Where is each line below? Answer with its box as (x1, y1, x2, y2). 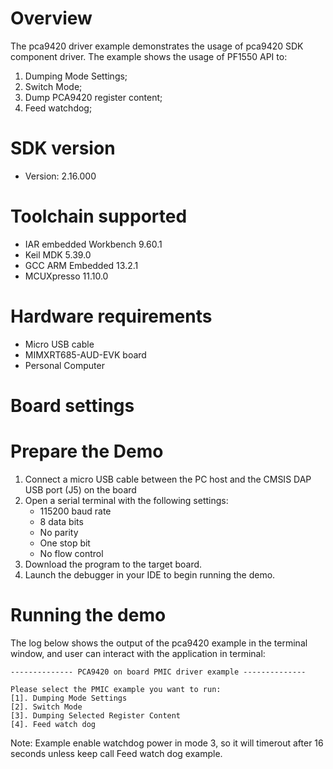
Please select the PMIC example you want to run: (10, 684, 222, 694)
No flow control (39, 547, 104, 559)
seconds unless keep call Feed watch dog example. (10, 747, 223, 759)
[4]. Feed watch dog (10, 719, 97, 729)
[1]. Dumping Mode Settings (10, 693, 128, 703)
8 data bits (39, 515, 84, 527)
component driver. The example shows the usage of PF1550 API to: (10, 50, 288, 62)
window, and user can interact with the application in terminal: (10, 647, 266, 659)
